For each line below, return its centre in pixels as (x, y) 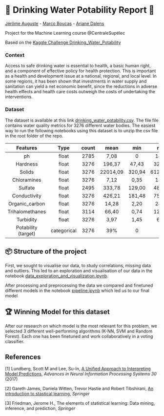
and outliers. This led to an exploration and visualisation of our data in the (79, 271)
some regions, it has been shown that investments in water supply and (76, 81)
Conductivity (27, 196)
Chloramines (27, 180)
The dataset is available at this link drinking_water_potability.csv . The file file (82, 120)
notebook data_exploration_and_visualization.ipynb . (57, 276)
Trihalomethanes (27, 211)
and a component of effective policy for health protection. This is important (81, 71)
